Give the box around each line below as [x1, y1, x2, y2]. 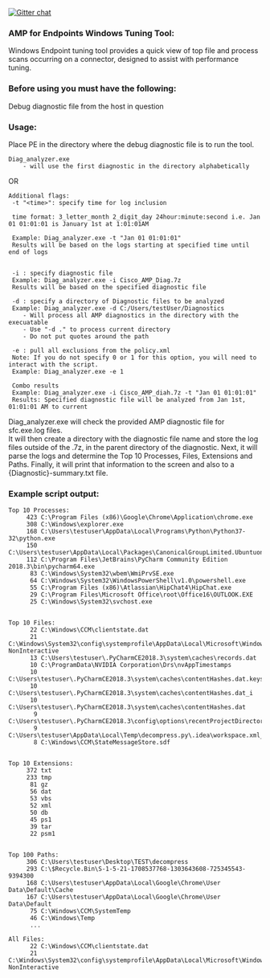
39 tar [29, 823, 52, 831]
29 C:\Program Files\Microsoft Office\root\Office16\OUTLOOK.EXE [29, 591, 253, 599]
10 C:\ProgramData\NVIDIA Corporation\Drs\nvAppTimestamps [29, 661, 231, 669]
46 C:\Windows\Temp [29, 915, 95, 923]
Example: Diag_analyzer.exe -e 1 [11, 367, 125, 375]
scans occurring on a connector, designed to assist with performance [8, 55, 239, 64]
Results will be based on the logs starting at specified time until [11, 241, 250, 249]
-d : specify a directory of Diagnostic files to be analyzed [11, 297, 225, 305]
